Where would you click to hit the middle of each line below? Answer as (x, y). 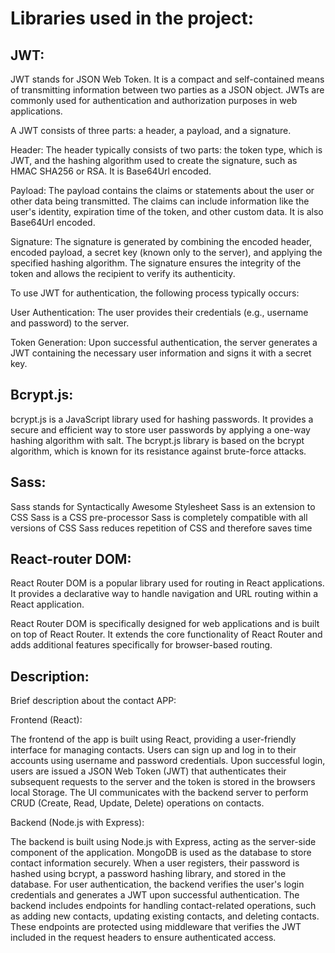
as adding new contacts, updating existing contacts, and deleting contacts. (165, 916)
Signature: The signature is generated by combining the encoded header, (161, 241)
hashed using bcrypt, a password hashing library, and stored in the (148, 874)
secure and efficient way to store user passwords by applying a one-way (160, 429)
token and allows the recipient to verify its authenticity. (123, 273)
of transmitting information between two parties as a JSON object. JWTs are (167, 90)
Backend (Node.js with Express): (77, 823)
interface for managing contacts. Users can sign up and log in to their (153, 750)
